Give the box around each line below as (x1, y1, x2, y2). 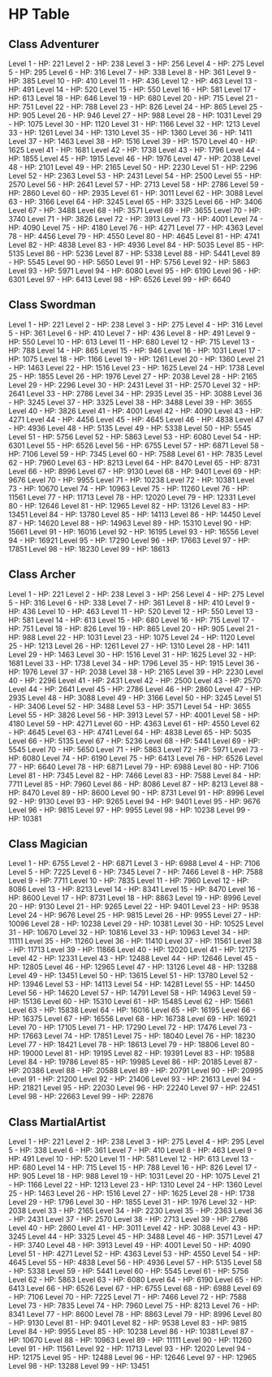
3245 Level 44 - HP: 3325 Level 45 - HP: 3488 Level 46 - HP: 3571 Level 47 (8, 1232, 263, 1241)
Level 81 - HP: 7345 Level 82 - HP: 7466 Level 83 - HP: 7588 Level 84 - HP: (8, 770, 261, 780)
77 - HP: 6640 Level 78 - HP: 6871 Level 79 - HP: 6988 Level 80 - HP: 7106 (8, 761, 260, 772)
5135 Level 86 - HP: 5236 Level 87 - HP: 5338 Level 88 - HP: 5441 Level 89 (8, 249, 261, 258)
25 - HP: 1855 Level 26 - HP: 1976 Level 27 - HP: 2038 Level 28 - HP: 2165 (8, 371, 258, 381)
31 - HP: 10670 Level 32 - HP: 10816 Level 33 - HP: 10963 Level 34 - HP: (8, 928, 250, 937)
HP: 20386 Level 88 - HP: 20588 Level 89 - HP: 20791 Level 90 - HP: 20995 (8, 1066, 264, 1076)
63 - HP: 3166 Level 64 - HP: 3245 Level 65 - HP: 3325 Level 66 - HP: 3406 (8, 197, 262, 206)
